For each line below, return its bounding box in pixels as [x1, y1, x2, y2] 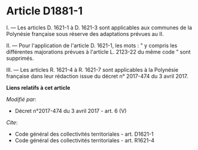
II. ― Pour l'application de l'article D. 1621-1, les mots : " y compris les [6, 42, 178, 49]
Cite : [6, 118, 18, 126]
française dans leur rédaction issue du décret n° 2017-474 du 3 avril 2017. [6, 72, 188, 79]
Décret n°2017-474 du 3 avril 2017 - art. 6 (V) [14, 107, 127, 114]
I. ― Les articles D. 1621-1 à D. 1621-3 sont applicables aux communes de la [6, 24, 193, 31]
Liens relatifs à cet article [6, 84, 71, 91]
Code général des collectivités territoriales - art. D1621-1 [14, 130, 154, 137]
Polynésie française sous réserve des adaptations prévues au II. [6, 30, 164, 37]
